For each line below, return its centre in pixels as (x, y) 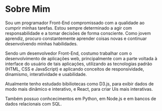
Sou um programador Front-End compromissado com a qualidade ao (75, 23)
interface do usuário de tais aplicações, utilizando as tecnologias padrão (79, 64)
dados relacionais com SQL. (34, 104)
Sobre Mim (28, 9)
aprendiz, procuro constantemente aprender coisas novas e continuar (76, 38)
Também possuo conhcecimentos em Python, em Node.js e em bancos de (81, 98)
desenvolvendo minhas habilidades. (41, 43)
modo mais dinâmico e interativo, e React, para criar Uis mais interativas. (79, 89)
